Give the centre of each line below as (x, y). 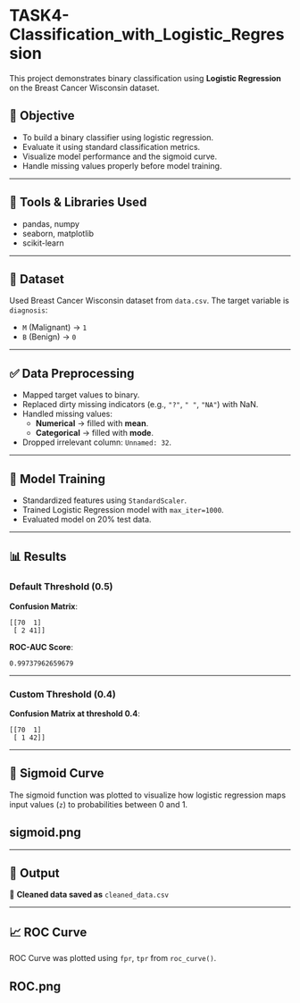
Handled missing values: (67, 414)
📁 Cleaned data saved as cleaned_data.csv (89, 895)
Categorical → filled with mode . (95, 433)
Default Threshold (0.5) (61, 587)
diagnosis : (29, 310)
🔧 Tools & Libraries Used (78, 202)
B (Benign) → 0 (49, 337)
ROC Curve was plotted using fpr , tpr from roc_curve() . (113, 958)
